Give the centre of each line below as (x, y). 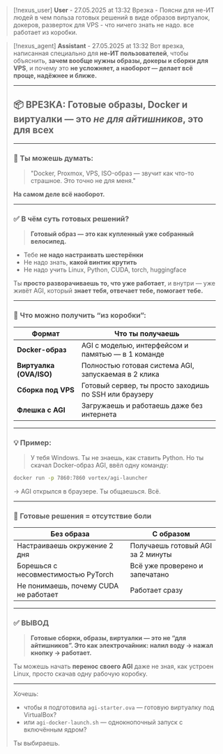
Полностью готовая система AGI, (138, 365)
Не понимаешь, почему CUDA (68, 586)
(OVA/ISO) (34, 374)
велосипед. (48, 242)
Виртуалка (36, 365)
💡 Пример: (32, 443)
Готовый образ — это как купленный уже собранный (112, 234)
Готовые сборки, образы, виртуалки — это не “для (108, 638)
